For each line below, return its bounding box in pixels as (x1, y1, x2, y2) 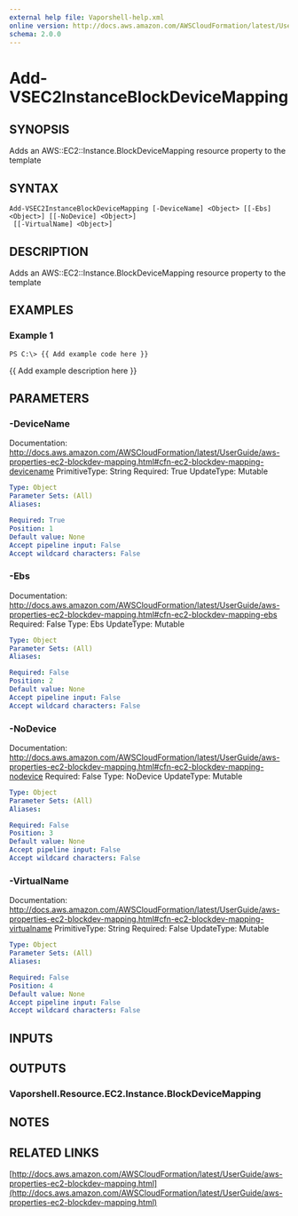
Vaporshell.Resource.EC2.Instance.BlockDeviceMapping (9, 1087, 262, 1100)
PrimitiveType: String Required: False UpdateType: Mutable (54, 924, 270, 934)
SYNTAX (9, 180, 59, 196)
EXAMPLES (9, 303, 74, 318)
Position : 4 (9, 981, 53, 990)
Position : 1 (9, 524, 53, 533)
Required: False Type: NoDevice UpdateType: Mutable (44, 771, 243, 781)
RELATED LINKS (9, 1145, 99, 1160)
